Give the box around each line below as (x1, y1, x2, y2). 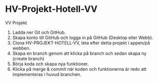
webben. (12, 45, 31, 51)
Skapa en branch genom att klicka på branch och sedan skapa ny (12, 50, 147, 56)
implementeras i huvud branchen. (12, 71, 81, 77)
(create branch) (12, 55, 45, 61)
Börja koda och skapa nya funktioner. (12, 61, 89, 67)
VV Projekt (5, 20, 27, 26)
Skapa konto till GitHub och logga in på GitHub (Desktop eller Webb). (12, 35, 154, 41)
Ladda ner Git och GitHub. (12, 29, 66, 35)
